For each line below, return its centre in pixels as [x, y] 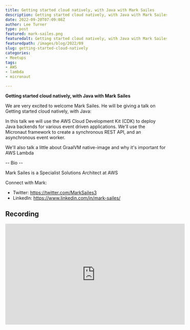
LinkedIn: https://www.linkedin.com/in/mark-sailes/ [67, 198]
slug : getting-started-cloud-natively [47, 48]
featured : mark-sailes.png [34, 34]
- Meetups [16, 58]
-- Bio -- [14, 162]
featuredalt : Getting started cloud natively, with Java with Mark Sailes [87, 39]
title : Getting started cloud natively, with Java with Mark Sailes [80, 10]
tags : [11, 63]
